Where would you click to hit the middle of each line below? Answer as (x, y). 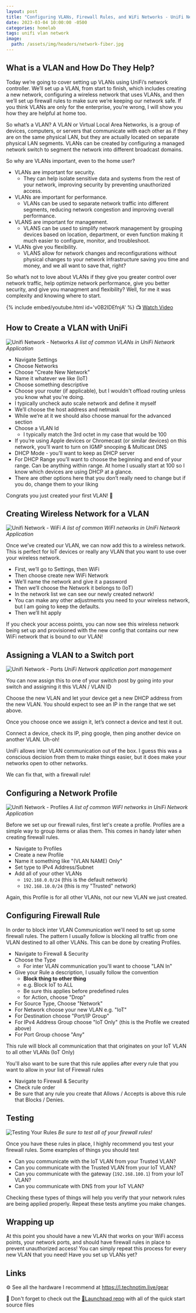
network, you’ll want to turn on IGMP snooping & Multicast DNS (91, 446)
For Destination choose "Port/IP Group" (62, 1016)
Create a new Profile (39, 855)
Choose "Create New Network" (52, 372)
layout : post (22, 11)
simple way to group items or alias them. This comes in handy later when (94, 831)
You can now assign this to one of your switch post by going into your (90, 681)
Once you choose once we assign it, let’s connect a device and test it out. (94, 722)
